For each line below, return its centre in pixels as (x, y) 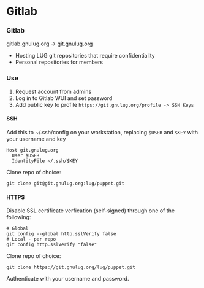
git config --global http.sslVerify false (61, 234)
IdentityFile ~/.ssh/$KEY (45, 161)
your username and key (36, 139)
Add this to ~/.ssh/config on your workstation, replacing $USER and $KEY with (102, 132)
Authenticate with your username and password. (68, 279)
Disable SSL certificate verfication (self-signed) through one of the (91, 211)
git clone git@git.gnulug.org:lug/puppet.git (65, 183)
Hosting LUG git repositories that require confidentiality (85, 56)
